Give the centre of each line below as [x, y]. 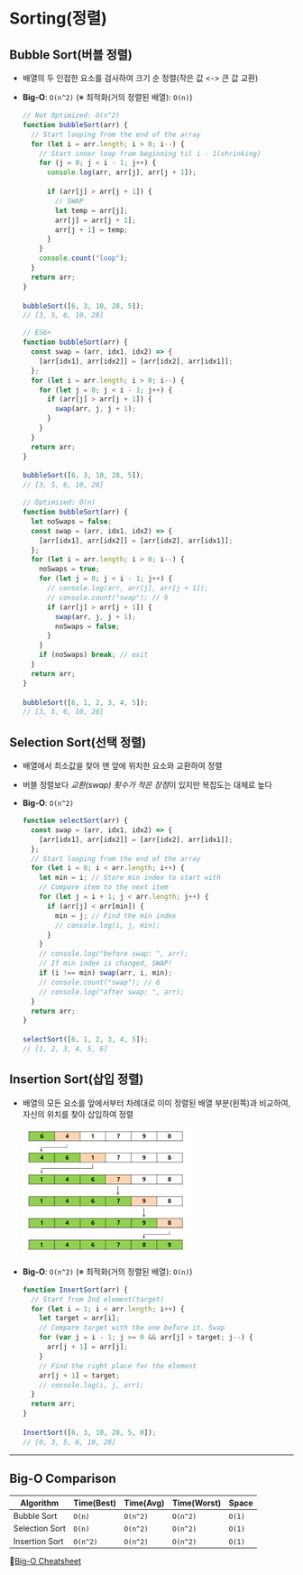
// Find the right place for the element [118, 1366]
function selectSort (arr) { [75, 821]
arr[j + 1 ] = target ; [79, 1376]
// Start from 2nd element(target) [98, 1299]
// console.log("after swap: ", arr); [112, 992]
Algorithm [40, 1503]
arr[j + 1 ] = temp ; [92, 230]
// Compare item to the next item [104, 887]
